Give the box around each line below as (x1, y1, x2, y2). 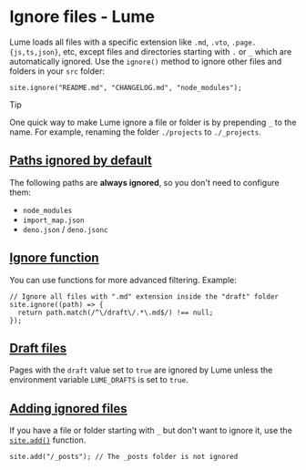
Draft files (9, 340, 66, 356)
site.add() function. (9, 434, 87, 445)
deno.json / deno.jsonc (22, 223, 108, 234)
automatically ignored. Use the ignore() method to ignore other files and (9, 56, 282, 66)
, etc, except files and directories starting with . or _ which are (57, 46, 292, 56)
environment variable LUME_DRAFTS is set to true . (9, 374, 189, 385)
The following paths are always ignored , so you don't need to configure (9, 177, 280, 188)
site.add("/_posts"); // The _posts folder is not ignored (9, 453, 239, 462)
